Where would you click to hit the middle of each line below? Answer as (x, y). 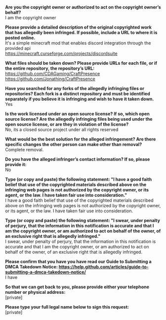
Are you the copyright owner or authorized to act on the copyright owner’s (83, 7)
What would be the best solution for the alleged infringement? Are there (81, 139)
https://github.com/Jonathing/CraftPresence (50, 79)
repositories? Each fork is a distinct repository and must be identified (78, 94)
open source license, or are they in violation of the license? (67, 124)
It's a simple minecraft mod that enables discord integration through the (78, 43)
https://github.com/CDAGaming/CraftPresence (53, 73)
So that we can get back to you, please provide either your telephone (77, 287)
